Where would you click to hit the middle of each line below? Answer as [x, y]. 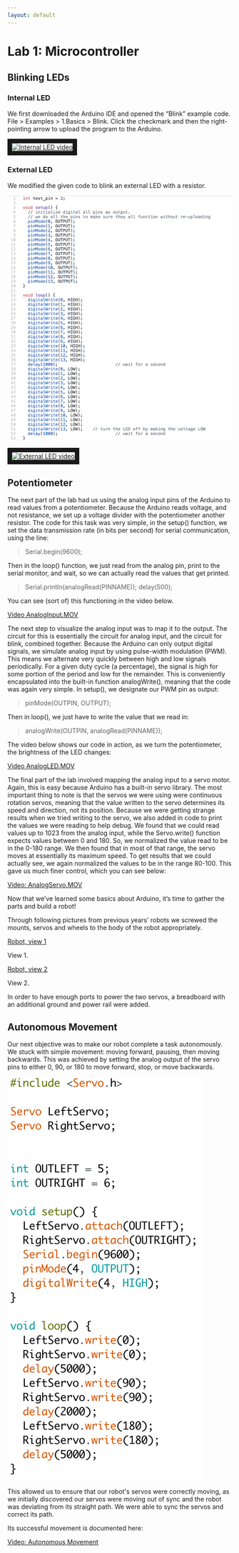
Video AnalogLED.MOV [41, 766]
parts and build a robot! [42, 907]
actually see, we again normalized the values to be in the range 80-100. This [119, 864]
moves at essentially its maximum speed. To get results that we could [110, 856]
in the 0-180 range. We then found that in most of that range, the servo [111, 848]
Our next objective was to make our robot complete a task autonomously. [115, 1044]
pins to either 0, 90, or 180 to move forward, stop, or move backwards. [111, 1067]
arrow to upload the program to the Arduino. [98, 129]
